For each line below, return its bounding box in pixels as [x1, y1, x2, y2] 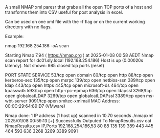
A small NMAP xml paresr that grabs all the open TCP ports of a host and [5, 4, 152, 10]
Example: [5, 34, 24, 39]
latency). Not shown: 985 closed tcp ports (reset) [5, 63, 104, 68]
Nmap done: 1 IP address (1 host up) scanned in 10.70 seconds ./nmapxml [5, 113, 154, 118]
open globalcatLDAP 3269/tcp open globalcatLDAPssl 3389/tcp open [5, 93, 145, 99]
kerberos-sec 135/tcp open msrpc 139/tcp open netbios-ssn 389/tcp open [5, 78, 156, 83]
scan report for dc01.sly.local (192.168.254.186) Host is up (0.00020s [5, 58, 143, 63]
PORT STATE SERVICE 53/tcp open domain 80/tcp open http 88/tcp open [5, 72, 153, 78]
